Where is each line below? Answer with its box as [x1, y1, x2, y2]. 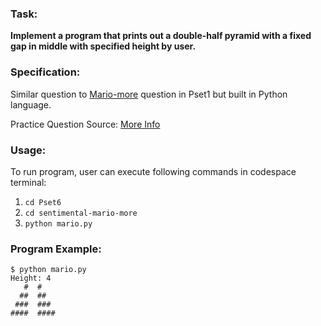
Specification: [10, 65, 81, 79]
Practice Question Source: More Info [10, 118, 161, 130]
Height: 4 [10, 273, 52, 284]
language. [10, 98, 52, 111]
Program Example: [10, 242, 102, 256]
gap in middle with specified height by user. [10, 40, 197, 52]
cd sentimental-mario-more [24, 208, 138, 218]
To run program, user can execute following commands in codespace [10, 165, 297, 177]
